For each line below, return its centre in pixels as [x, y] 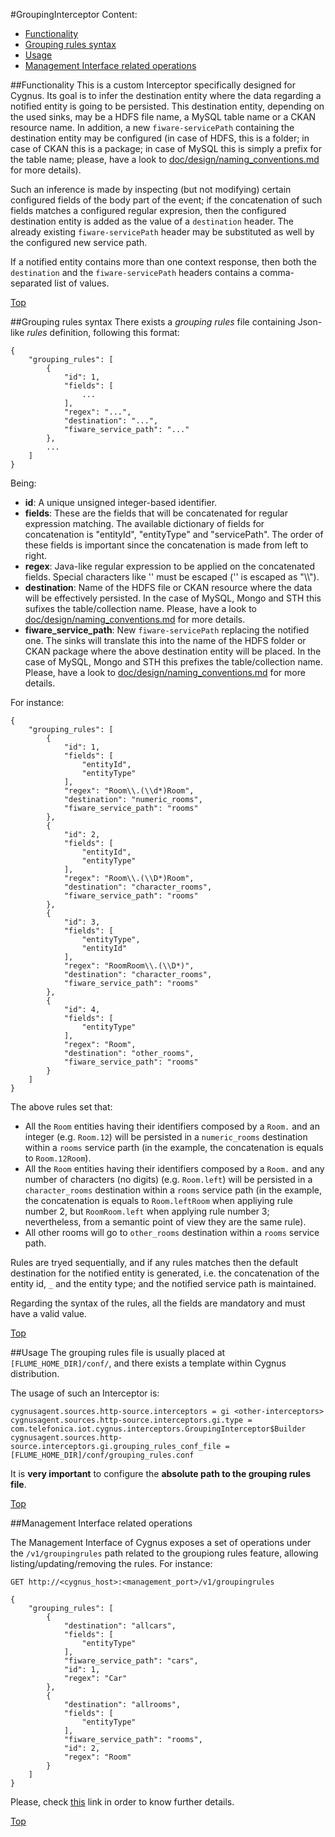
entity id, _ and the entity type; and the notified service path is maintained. [163, 1283]
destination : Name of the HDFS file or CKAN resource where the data [168, 587]
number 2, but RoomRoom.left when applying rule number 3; [147, 1211]
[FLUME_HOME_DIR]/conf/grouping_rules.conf [102, 1455]
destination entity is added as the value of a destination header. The [152, 221]
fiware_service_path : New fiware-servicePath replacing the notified [167, 630]
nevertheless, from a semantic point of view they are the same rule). [165, 1222]
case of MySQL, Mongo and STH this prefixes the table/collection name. [173, 662]
